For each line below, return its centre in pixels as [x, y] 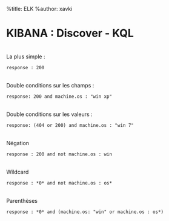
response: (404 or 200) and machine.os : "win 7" [70, 125]
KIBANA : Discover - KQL [70, 33]
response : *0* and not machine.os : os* [59, 183]
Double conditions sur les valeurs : [49, 114]
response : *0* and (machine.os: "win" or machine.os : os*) [85, 212]
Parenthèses [22, 200]
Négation [18, 143]
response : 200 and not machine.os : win [59, 154]
